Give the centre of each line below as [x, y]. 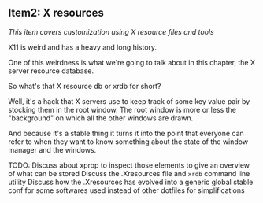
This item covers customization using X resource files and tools [111, 31]
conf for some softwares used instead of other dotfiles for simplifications [127, 190]
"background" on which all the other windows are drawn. [101, 118]
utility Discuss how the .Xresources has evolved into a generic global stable [131, 182]
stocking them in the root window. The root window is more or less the [122, 109]
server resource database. [51, 71]
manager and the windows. [52, 149]
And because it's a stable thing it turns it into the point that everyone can [126, 133]
